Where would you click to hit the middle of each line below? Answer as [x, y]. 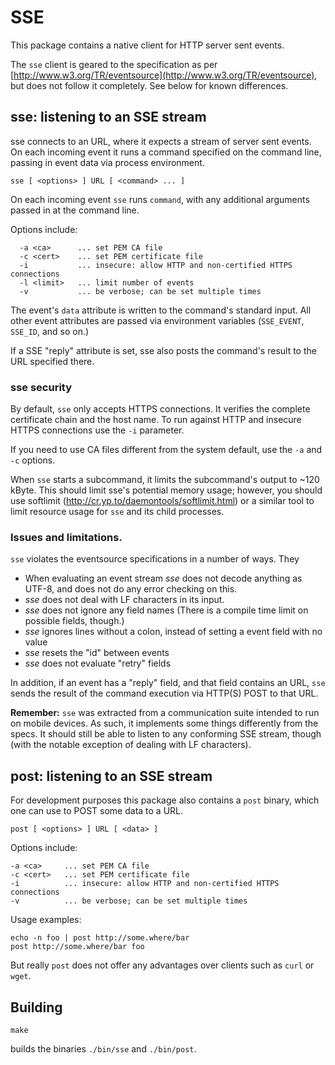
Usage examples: [46, 920]
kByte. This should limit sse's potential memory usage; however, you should [166, 490]
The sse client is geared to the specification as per [114, 64]
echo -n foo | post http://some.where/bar [100, 938]
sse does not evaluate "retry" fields [98, 663]
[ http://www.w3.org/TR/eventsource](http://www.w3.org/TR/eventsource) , [164, 75]
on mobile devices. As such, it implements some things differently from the [164, 723]
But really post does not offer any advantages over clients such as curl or [162, 965]
